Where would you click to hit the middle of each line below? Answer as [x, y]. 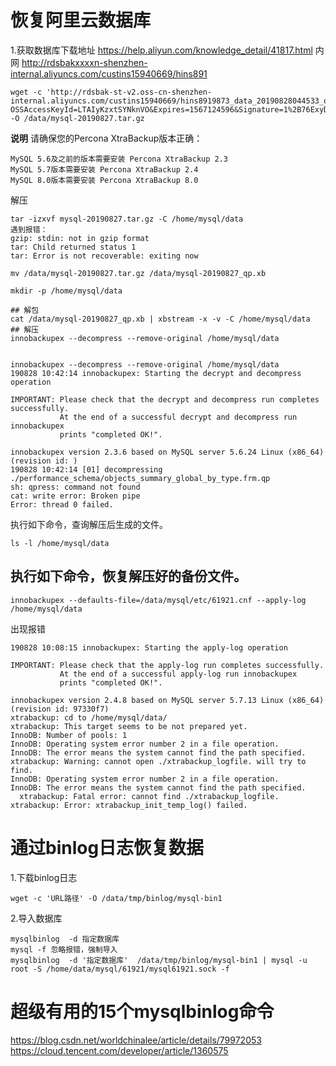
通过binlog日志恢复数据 [107, 847]
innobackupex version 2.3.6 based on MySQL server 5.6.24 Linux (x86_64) [167, 452]
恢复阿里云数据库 [81, 20]
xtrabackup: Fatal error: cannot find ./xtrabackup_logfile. [149, 796]
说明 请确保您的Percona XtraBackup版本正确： [106, 138]
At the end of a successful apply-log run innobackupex [178, 674]
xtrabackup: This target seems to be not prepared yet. [129, 726]
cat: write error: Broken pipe [75, 496]
